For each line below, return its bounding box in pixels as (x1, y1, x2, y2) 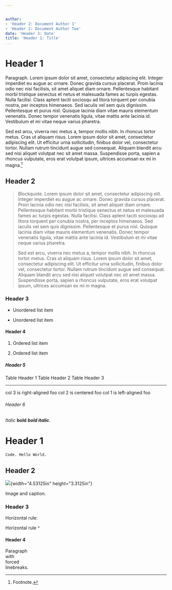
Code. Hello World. (5, 452, 47, 457)
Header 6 (5, 401, 26, 408)
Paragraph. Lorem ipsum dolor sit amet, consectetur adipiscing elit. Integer (5, 75, 163, 81)
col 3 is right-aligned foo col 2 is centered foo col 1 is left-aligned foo (5, 390, 151, 396)
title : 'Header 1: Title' (5, 35, 60, 41)
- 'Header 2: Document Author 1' (5, 21, 77, 26)
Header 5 (5, 362, 26, 368)
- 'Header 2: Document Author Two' (5, 26, 81, 31)
